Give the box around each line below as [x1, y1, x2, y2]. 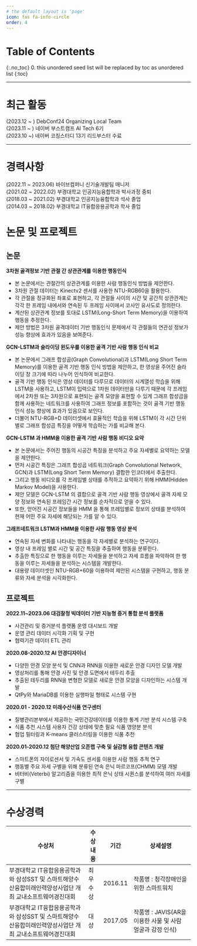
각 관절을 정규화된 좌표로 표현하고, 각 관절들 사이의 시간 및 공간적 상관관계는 [14, 294, 189, 302]
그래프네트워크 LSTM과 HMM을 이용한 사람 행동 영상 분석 [6, 525, 137, 532]
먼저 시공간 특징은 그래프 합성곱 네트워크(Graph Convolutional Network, [14, 461, 182, 469]
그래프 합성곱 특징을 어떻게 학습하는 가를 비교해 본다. [25, 422, 147, 429]
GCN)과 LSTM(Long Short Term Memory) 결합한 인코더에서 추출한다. [14, 469, 177, 476]
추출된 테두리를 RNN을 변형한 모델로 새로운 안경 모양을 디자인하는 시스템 [14, 676, 181, 683]
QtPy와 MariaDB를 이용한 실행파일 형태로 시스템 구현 [14, 691, 137, 698]
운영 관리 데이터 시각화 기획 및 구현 [14, 629, 95, 637]
